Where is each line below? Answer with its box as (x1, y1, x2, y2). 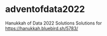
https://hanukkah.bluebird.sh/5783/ (5, 25, 78, 31)
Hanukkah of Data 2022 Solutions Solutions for (5, 20, 102, 26)
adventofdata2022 (5, 3, 85, 15)
